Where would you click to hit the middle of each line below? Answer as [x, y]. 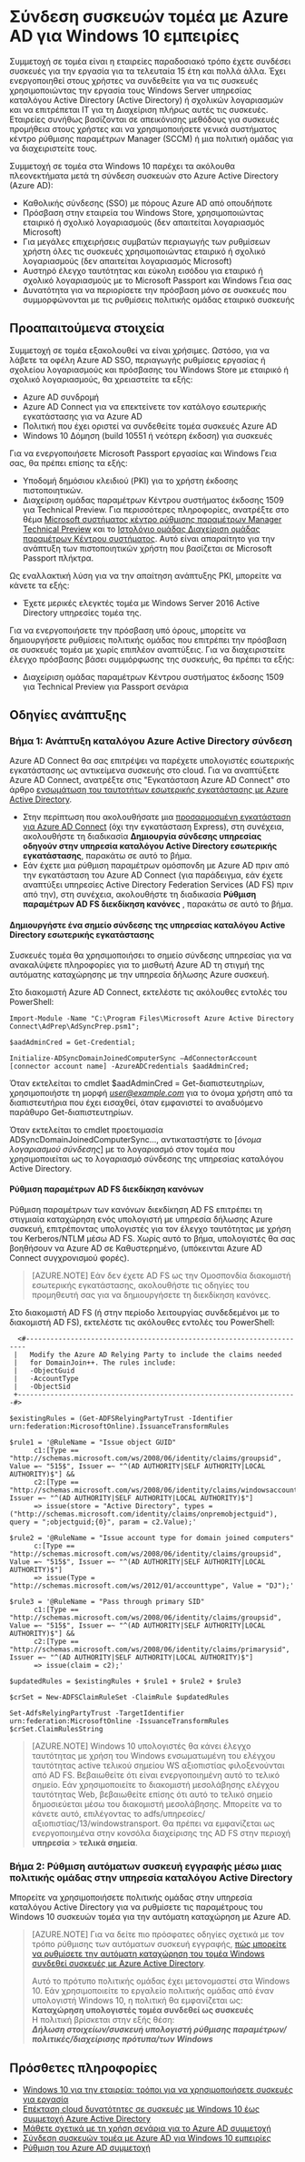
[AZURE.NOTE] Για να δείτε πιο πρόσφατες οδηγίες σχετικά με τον [158, 1934]
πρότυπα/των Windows [167, 2039]
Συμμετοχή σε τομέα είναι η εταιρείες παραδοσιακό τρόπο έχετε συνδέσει [150, 61]
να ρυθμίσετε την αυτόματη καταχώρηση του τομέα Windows [148, 1954]
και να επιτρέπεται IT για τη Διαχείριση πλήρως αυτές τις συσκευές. [139, 109]
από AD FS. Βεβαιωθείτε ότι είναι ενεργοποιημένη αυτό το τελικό [155, 1775]
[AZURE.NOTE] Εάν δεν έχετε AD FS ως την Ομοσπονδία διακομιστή [161, 1275]
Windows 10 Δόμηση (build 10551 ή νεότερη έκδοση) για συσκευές [148, 435]
